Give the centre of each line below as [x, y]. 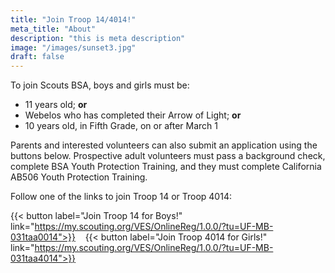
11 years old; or [56, 105]
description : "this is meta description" [98, 38]
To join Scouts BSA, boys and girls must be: [100, 85]
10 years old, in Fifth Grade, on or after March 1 [121, 126]
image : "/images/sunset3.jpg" [73, 47]
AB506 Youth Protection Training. [79, 177]
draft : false [37, 57]
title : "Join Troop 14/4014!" [73, 19]
